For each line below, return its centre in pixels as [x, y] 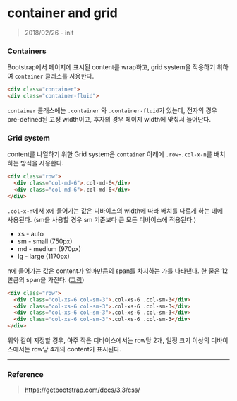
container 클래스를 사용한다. [54, 76]
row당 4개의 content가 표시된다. [77, 349]
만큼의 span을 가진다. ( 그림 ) [46, 279]
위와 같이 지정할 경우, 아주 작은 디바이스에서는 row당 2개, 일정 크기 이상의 [109, 340]
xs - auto [31, 233]
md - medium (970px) [49, 248]
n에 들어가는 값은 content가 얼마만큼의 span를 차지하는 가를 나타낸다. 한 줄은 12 [117, 271]
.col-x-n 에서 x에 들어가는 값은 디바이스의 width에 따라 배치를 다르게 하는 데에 [115, 211]
